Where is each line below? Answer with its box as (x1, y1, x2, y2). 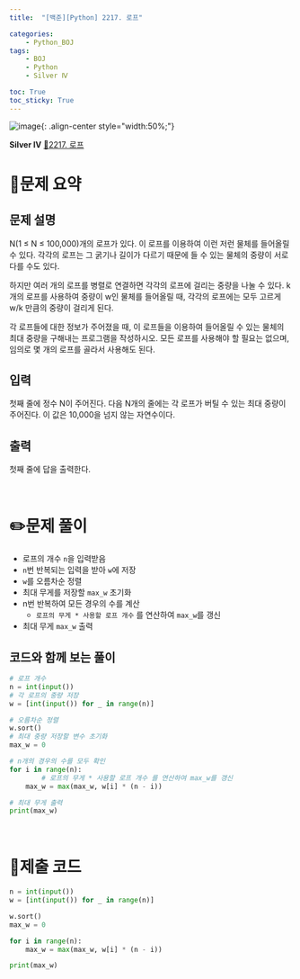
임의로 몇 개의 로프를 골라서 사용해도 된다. (9, 344, 155, 355)
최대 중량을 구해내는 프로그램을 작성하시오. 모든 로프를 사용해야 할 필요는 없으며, (9, 332, 290, 343)
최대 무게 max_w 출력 (22, 621, 93, 632)
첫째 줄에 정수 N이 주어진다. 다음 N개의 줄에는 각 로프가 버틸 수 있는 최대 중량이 (9, 398, 287, 409)
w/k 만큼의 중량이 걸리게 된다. (9, 302, 114, 313)
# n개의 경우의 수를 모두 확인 (9, 757, 106, 766)
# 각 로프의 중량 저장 (9, 690, 79, 700)
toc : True (9, 87, 47, 96)
